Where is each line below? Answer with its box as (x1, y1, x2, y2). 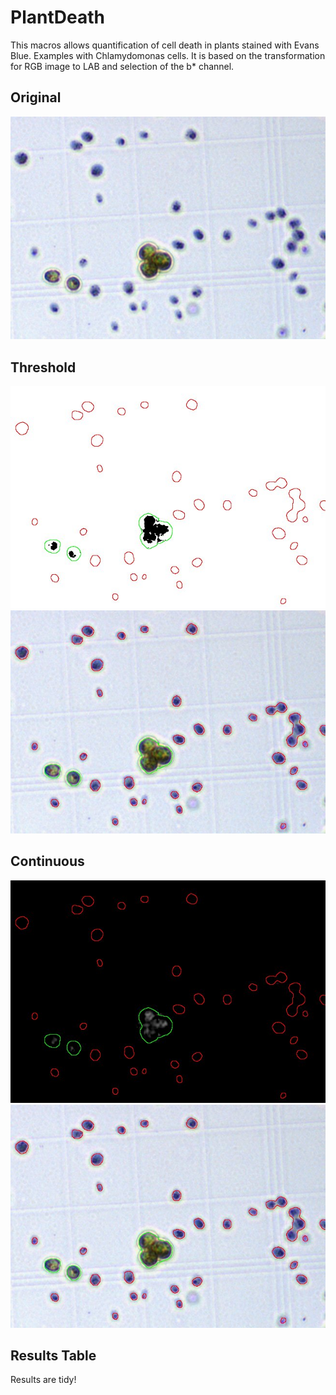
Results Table (10, 1347, 97, 1364)
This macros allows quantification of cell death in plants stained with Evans (10, 39, 320, 51)
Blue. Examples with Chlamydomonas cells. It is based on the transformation (10, 49, 326, 61)
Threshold (10, 359, 77, 376)
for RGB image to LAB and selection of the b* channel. (10, 60, 235, 72)
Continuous (10, 853, 85, 870)
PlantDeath (10, 6, 105, 29)
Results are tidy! (10, 1374, 77, 1386)
